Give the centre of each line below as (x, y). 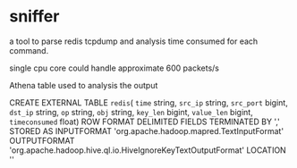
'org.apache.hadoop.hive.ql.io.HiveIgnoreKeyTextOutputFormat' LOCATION (148, 150)
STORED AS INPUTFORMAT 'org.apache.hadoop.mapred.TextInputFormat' (147, 130)
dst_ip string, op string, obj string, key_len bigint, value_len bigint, (131, 112)
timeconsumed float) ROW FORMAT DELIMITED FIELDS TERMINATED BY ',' (144, 122)
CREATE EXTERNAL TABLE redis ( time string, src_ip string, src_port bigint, (148, 102)
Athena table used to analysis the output (84, 85)
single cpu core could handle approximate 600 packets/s (114, 68)
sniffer (34, 17)
